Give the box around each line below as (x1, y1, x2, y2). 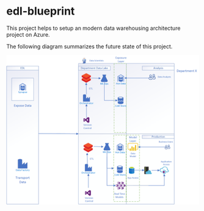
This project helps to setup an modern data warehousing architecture (6, 24, 181, 32)
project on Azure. (6, 30, 50, 38)
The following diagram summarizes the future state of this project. (6, 43, 173, 50)
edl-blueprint (6, 4, 75, 18)
